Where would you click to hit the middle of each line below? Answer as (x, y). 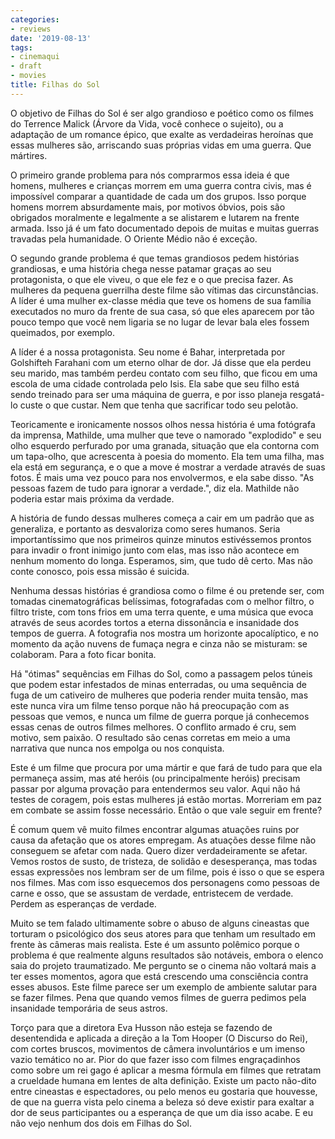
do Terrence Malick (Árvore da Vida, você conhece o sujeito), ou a (147, 123)
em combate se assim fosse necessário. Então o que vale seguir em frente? (166, 810)
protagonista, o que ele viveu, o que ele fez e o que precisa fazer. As (152, 279)
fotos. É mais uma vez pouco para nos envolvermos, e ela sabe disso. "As (162, 477)
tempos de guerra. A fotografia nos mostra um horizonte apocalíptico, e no (164, 633)
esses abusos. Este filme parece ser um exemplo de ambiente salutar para (164, 987)
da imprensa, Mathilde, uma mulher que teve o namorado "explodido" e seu (166, 435)
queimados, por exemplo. (63, 332)
